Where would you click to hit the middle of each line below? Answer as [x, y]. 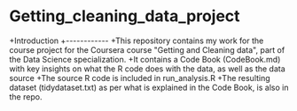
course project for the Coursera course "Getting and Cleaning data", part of [147, 49]
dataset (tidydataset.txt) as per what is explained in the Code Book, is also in [149, 87]
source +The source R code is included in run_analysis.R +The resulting [140, 78]
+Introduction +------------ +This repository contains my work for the [137, 41]
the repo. [26, 96]
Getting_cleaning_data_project [125, 16]
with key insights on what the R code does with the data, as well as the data [147, 69]
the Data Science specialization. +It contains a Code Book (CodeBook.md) [145, 59]
